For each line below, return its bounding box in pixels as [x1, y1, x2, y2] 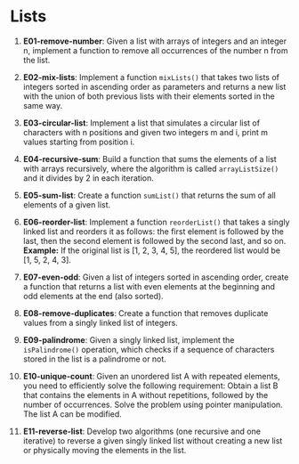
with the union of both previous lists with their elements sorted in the [22, 91, 275, 102]
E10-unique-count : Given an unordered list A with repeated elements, [22, 370, 280, 381]
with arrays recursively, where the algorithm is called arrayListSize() [22, 163, 279, 174]
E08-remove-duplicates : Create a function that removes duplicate [22, 307, 269, 318]
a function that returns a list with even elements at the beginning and [22, 281, 275, 291]
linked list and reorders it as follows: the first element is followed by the [22, 225, 284, 237]
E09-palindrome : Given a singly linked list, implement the [22, 334, 235, 345]
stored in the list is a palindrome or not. [22, 354, 167, 364]
